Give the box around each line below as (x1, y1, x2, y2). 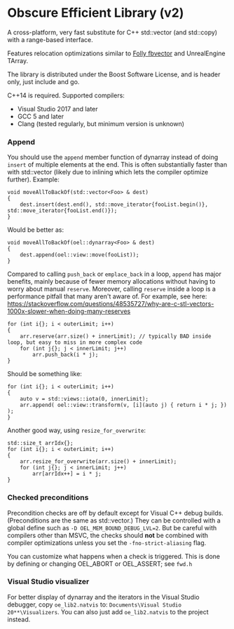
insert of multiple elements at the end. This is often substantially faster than (7, 160, 228, 169)
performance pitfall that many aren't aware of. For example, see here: (7, 292, 207, 300)
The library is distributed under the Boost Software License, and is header (7, 70, 221, 78)
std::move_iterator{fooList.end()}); (7, 207, 118, 214)
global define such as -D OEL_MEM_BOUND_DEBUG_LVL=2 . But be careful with (7, 523, 217, 532)
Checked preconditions (7, 492, 89, 502)
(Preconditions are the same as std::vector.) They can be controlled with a (7, 516, 221, 525)
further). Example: (7, 175, 60, 184)
